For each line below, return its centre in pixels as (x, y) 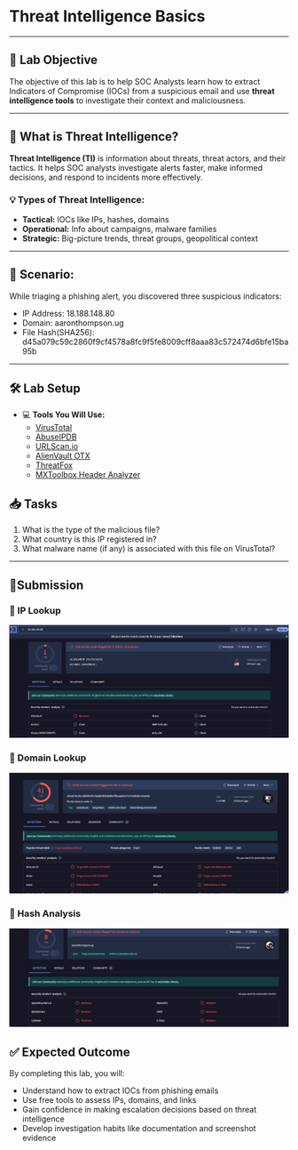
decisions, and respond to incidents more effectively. (106, 177)
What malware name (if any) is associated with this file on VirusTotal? (149, 549)
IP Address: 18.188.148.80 (68, 313)
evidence (39, 1138)
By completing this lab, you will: (67, 1074)
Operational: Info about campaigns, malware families (119, 229)
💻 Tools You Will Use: (63, 414)
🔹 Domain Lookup (48, 758)
